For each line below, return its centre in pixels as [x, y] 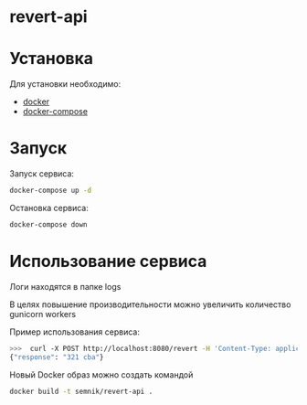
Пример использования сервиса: [74, 332]
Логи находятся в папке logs [65, 286]
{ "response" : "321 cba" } [57, 357]
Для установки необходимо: [65, 84]
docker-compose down [49, 224]
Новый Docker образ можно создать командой [101, 374]
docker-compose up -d [51, 191]
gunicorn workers [42, 314]
